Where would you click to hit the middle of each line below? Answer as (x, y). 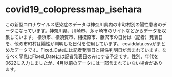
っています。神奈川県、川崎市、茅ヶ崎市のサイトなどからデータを (92, 31)
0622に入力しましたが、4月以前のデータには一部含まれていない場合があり (84, 63)
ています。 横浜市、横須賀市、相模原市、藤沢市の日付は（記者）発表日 (89, 37)
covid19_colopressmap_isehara (74, 9)
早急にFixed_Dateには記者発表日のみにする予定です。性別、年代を (89, 56)
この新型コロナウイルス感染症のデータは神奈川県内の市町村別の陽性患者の (84, 24)
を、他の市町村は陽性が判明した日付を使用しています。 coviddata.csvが (81, 43)
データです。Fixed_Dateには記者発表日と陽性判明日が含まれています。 (88, 50)
